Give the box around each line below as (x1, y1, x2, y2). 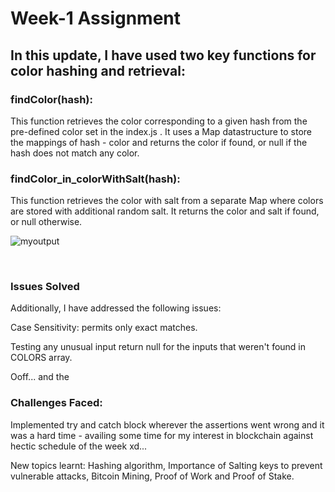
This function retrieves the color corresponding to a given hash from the (10, 115, 308, 127)
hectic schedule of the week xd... (10, 440, 148, 452)
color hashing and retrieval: (10, 62, 186, 79)
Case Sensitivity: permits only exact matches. (10, 322, 198, 334)
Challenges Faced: (10, 396, 103, 410)
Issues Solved (10, 280, 80, 294)
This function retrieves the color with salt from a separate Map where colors (10, 195, 324, 207)
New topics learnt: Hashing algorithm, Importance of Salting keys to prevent (10, 459, 323, 471)
